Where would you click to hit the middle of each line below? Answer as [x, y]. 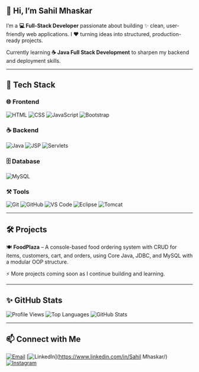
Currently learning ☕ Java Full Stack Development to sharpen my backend [98, 52]
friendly [16, 34]
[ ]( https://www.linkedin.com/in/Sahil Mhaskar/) [97, 357]
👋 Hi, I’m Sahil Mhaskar [49, 11]
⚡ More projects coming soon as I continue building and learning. [86, 274]
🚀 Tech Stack [31, 85]
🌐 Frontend [23, 102]
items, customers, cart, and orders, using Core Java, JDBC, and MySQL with [99, 256]
